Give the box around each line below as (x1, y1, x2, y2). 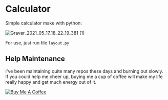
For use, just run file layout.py (5, 39, 69, 46)
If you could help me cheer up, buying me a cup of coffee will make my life (5, 73, 163, 80)
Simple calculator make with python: (5, 20, 82, 26)
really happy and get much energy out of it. (5, 79, 97, 85)
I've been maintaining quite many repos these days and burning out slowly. (5, 68, 163, 74)
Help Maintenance (5, 55, 65, 63)
